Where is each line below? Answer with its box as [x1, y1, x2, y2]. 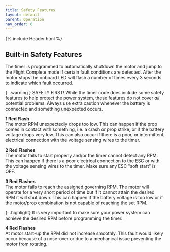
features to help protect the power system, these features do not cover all [5, 95, 160, 101]
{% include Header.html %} [5, 35, 62, 42]
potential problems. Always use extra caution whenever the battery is [5, 100, 150, 106]
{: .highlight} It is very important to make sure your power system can [5, 210, 150, 216]
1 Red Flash [5, 116, 29, 122]
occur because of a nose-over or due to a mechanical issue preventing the [5, 236, 161, 242]
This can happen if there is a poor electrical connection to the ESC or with [5, 158, 160, 164]
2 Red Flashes [5, 147, 36, 153]
